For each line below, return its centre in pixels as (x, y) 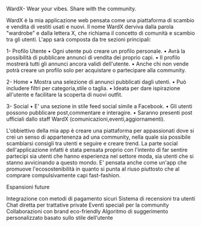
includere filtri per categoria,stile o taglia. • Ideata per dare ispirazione (93, 88)
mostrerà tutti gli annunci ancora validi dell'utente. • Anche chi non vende (97, 64)
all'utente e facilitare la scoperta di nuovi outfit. (64, 95)
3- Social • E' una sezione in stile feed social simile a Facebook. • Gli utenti (99, 106)
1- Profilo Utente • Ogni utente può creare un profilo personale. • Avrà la (96, 51)
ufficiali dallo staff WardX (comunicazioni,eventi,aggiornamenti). (86, 119)
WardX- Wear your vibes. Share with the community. (71, 9)
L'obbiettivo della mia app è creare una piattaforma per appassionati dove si (100, 131)
